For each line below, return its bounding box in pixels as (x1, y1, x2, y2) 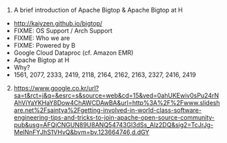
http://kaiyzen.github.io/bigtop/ (13, 19, 103, 27)
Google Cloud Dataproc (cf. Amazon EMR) (13, 48, 134, 57)
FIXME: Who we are (13, 34, 70, 42)
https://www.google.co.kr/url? (13, 84, 99, 92)
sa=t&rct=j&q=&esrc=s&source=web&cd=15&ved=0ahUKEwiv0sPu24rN (13, 91, 219, 99)
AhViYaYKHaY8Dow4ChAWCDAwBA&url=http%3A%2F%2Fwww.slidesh (13, 99, 221, 106)
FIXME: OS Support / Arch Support (13, 27, 112, 35)
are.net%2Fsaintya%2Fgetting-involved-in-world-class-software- (13, 106, 202, 114)
